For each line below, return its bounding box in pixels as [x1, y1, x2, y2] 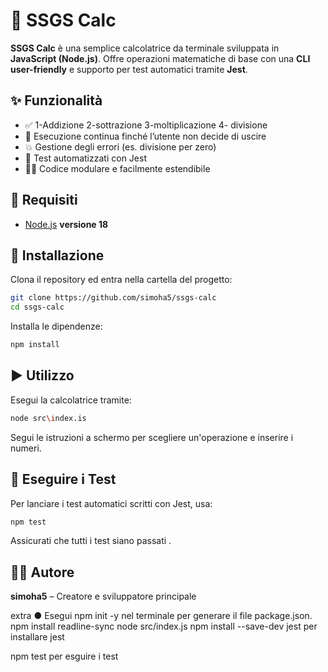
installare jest [10, 631, 65, 643]
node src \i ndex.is [10, 413, 87, 423]
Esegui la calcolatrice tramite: [10, 394, 132, 406]
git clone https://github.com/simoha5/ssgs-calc [10, 293, 217, 303]
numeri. [10, 442, 42, 454]
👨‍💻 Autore [10, 564, 75, 581]
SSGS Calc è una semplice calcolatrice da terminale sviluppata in [10, 42, 280, 54]
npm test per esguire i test [10, 650, 119, 663]
